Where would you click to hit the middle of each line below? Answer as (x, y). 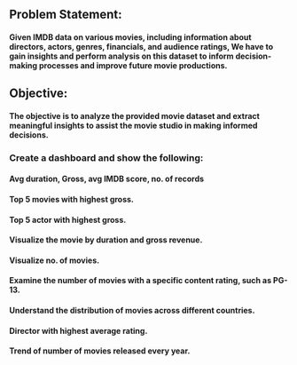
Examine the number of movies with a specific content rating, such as (141, 281)
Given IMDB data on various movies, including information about (130, 37)
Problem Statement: (66, 15)
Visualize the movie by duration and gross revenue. (106, 240)
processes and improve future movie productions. (133, 65)
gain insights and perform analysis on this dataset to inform (121, 56)
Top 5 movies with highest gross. (72, 200)
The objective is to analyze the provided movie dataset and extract (134, 115)
